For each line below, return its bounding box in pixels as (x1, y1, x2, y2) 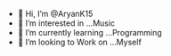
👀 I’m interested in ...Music (17, 18, 116, 28)
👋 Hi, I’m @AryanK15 (17, 9, 94, 19)
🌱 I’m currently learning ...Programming (17, 28, 162, 37)
